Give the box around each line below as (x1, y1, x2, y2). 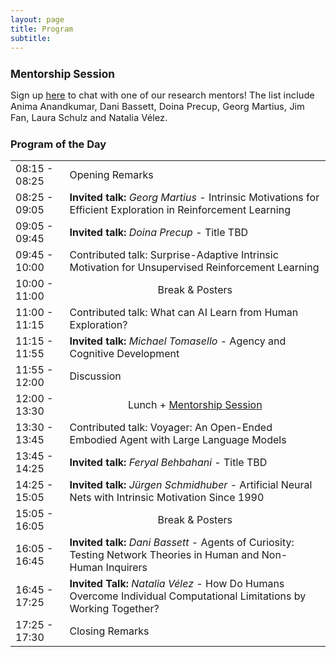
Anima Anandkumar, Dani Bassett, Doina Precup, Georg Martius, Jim (10, 101, 305, 113)
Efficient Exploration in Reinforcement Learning (69, 202, 291, 216)
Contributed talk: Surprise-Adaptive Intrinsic (69, 247, 279, 261)
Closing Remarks (69, 624, 150, 638)
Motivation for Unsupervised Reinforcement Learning (69, 260, 320, 274)
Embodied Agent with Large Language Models (69, 432, 287, 446)
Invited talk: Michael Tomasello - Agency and (69, 334, 287, 348)
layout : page (10, 14, 65, 25)
